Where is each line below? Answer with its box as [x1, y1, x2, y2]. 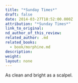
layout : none [5, 58, 33, 63]
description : [5, 49, 33, 54]
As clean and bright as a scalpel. [5, 72, 73, 78]
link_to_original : [5, 26, 44, 31]
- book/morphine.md [10, 44, 51, 49]
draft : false [5, 12, 33, 17]
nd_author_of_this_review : [5, 30, 62, 35]
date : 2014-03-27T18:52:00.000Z [5, 16, 73, 21]
